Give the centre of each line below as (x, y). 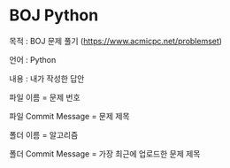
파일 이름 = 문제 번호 (45, 97)
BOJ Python (54, 15)
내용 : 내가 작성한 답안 (47, 78)
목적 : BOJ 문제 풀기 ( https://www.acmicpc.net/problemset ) (116, 41)
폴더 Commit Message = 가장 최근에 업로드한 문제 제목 (105, 153)
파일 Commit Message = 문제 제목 (69, 116)
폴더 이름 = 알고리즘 (44, 134)
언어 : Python (33, 59)
